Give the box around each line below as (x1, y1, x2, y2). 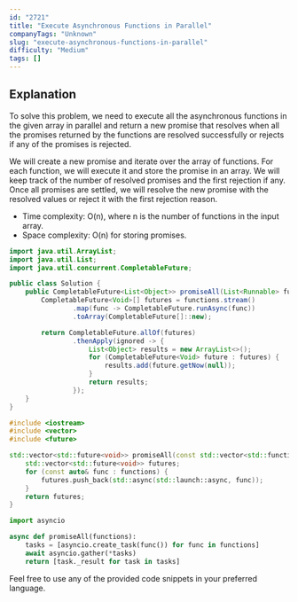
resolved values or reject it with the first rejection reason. (9, 193, 218, 204)
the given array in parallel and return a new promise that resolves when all (9, 120, 279, 130)
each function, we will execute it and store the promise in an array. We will (9, 165, 280, 176)
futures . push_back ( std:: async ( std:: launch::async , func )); (41, 475, 264, 484)
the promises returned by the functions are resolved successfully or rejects (9, 129, 285, 140)
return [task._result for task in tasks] (25, 557, 180, 566)
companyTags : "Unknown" (9, 29, 98, 38)
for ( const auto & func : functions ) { (25, 467, 169, 476)
